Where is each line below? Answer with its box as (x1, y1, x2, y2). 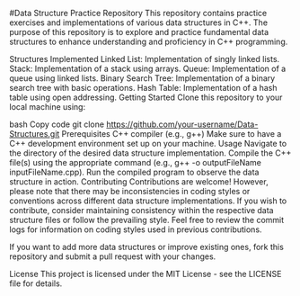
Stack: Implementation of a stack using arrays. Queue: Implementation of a (9, 63, 287, 74)
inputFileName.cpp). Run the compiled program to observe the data (9, 166, 260, 177)
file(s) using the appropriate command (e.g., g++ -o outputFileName (9, 157, 262, 167)
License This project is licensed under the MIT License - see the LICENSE (9, 269, 282, 279)
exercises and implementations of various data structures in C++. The (9, 17, 268, 28)
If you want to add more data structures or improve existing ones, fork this (9, 242, 285, 252)
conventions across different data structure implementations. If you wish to (9, 195, 287, 206)
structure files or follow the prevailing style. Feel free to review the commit (9, 215, 285, 225)
